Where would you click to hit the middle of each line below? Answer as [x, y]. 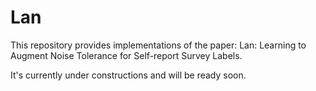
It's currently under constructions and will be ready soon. [128, 75]
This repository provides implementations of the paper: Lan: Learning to [158, 45]
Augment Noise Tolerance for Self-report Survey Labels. [126, 55]
